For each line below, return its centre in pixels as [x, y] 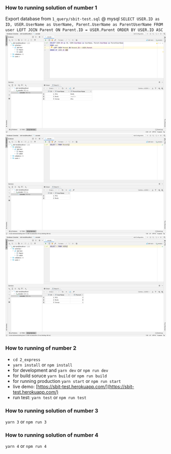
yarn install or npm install [42, 364]
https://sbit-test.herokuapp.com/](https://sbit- [86, 386]
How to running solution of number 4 [52, 435]
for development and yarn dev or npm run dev [60, 370]
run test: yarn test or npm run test [50, 397]
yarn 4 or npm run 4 [26, 446]
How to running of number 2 [41, 348]
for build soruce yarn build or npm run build [60, 376]
